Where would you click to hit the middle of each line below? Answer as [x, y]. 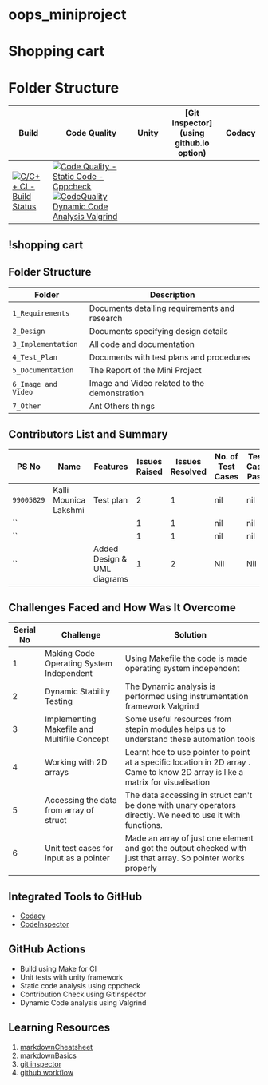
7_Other [27, 406]
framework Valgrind [162, 706]
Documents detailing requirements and [162, 308]
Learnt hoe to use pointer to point [187, 753]
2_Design [29, 331]
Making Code [70, 654]
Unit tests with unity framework [71, 977]
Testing [59, 701]
